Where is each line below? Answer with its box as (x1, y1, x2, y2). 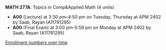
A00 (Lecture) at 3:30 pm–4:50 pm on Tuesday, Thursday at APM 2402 (12, 14, 161, 19)
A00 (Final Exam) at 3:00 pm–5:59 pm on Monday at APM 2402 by (12, 24, 151, 30)
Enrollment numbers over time (5, 39, 68, 45)
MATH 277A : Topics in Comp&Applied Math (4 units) (5, 4, 114, 10)
